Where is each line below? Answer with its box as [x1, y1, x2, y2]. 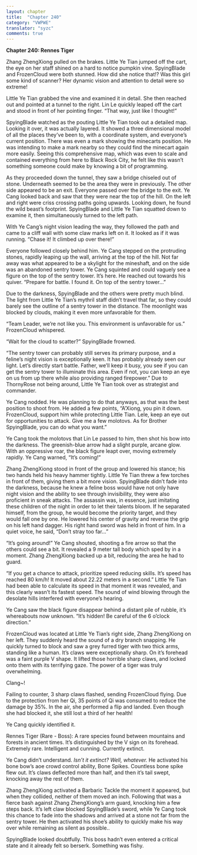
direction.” [6, 619, 31, 626]
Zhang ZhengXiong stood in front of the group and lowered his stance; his [6, 465, 186, 472]
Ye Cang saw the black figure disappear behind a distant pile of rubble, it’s [6, 606, 186, 613]
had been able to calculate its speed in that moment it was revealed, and [6, 582, 182, 589]
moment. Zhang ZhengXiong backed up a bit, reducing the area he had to [6, 552, 184, 559]
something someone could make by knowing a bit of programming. [6, 163, 169, 170]
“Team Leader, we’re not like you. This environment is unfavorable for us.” [6, 320, 185, 328]
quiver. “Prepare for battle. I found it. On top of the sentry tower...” [6, 279, 166, 286]
